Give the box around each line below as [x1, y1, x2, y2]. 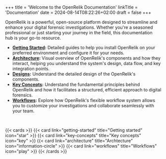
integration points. [12, 66, 50, 72]
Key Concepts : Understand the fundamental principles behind [12, 81, 140, 87]
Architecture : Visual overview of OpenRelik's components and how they [12, 55, 161, 61]
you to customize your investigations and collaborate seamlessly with [12, 103, 155, 108]
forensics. [12, 92, 33, 98]
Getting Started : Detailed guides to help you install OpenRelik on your [12, 45, 156, 50]
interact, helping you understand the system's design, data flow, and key [12, 61, 161, 66]
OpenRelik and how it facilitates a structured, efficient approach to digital [12, 87, 162, 92]
